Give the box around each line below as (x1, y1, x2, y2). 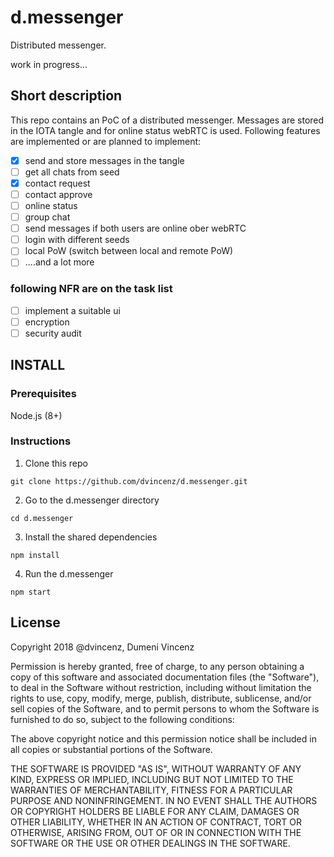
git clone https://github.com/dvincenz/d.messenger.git (10, 476, 248, 486)
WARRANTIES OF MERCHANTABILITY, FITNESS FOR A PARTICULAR (10, 784, 293, 796)
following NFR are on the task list (10, 282, 173, 296)
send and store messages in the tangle (24, 154, 185, 166)
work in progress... (10, 58, 88, 70)
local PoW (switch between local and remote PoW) (24, 245, 234, 257)
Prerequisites (10, 387, 77, 401)
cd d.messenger (10, 513, 74, 523)
